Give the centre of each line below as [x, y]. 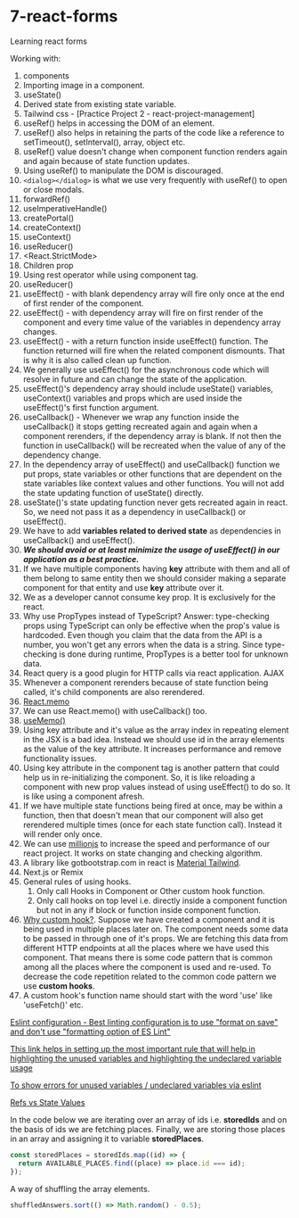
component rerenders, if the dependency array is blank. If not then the [152, 435]
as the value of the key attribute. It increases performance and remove [152, 749]
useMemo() [44, 720]
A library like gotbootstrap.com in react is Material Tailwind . [132, 862]
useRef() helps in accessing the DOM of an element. [119, 123]
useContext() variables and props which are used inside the [133, 398]
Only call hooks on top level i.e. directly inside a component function [162, 900]
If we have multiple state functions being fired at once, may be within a [153, 806]
